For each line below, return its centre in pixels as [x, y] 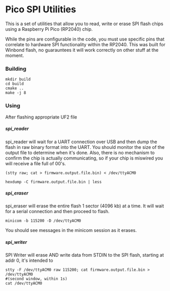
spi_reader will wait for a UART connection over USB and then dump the [81, 142]
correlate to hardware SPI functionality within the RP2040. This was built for [85, 44]
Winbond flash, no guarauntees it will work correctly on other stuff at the [82, 50]
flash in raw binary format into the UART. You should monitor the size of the [85, 147]
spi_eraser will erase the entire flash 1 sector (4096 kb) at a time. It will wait [85, 206]
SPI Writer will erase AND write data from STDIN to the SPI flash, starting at [84, 255]
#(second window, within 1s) [36, 279]
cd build [15, 84]
